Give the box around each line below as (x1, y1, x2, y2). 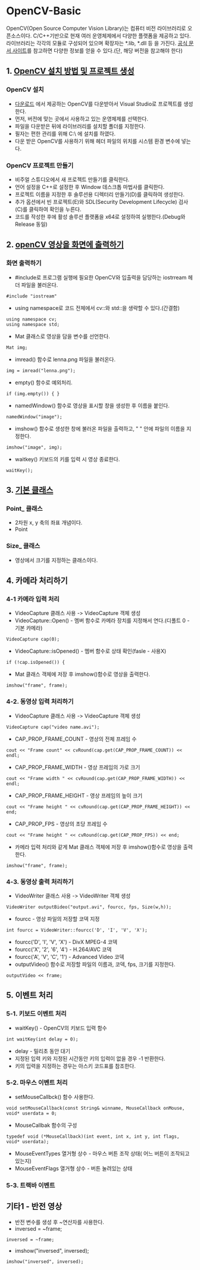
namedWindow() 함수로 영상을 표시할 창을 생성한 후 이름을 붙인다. (14, 402, 170, 409)
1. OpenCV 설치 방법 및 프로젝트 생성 (6, 66, 135, 76)
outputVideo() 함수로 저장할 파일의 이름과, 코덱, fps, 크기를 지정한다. (14, 961, 176, 968)
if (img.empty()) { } (6, 390, 60, 397)
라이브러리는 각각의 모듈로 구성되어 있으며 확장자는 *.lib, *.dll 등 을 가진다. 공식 (6, 39, 187, 46)
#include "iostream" (6, 293, 58, 299)
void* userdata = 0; (6, 1110, 58, 1116)
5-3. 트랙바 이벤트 (6, 1181, 55, 1190)
